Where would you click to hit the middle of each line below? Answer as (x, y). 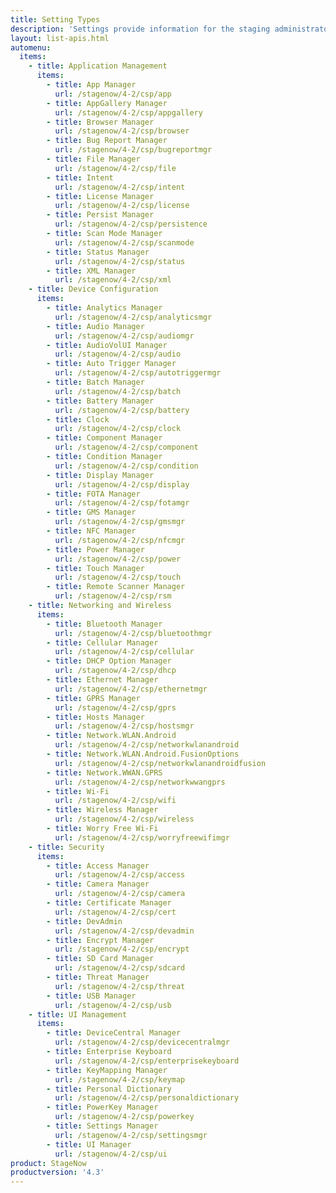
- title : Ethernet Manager (102, 680)
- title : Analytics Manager (104, 308)
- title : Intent (80, 177)
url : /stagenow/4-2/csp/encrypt (122, 949)
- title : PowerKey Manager (102, 1107)
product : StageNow (48, 1163)
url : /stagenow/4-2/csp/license (122, 206)
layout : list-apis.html (60, 38)
